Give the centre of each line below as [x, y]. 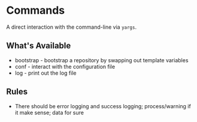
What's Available [39, 46]
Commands [36, 10]
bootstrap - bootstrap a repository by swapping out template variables [101, 60]
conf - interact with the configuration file [65, 66]
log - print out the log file [46, 73]
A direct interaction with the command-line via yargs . [71, 27]
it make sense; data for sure [49, 112]
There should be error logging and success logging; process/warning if [103, 106]
